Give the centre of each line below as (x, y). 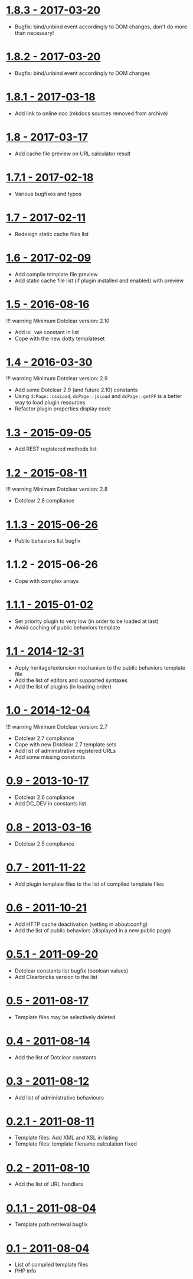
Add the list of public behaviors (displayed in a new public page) (93, 930)
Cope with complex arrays (47, 581)
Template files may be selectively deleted (65, 1017)
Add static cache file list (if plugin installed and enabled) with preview (99, 280)
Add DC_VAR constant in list (47, 332)
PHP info (25, 1271)
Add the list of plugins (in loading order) (63, 687)
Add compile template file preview (56, 274)
